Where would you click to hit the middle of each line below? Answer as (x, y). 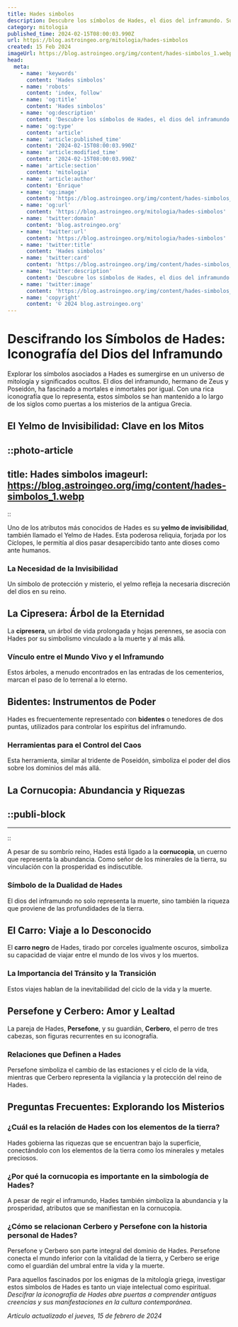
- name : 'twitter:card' (55, 258)
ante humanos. (29, 550)
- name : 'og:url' (46, 205)
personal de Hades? (42, 1235)
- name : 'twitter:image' (57, 284)
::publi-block (36, 814)
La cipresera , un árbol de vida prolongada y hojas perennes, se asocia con (117, 631)
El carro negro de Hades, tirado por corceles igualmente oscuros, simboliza (118, 948)
